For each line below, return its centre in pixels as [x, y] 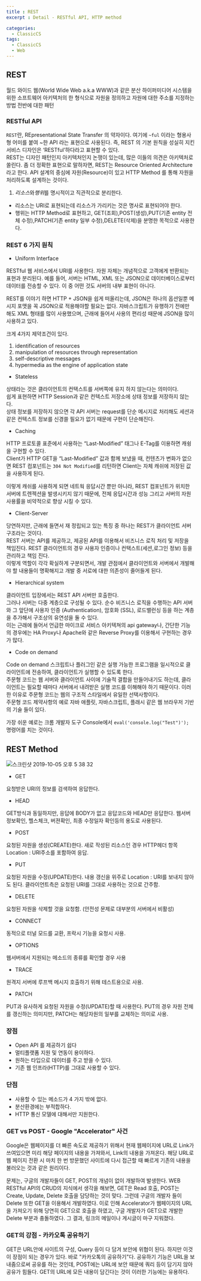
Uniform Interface [36, 258]
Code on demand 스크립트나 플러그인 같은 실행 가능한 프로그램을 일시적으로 [95, 665]
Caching [25, 431]
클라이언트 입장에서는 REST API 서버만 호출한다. [63, 595]
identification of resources [47, 346]
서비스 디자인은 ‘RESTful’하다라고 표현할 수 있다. [63, 150]
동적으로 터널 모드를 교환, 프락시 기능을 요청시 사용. [66, 933]
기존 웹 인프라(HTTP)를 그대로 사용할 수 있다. [68, 1068]
